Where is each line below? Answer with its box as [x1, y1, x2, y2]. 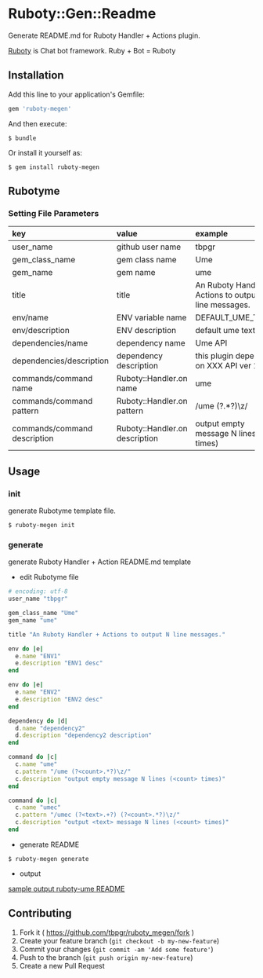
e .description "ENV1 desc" [15, 659, 103, 668]
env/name [12, 312, 49, 323]
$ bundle [8, 134, 37, 142]
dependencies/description [12, 355, 110, 366]
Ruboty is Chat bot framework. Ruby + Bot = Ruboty [8, 46, 176, 55]
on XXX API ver [195, 361, 252, 372]
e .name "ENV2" [15, 688, 61, 696]
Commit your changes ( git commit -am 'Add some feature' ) [19, 944, 214, 954]
